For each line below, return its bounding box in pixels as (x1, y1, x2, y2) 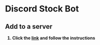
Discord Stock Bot (5, 3, 79, 14)
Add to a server (5, 22, 52, 31)
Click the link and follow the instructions (12, 35, 96, 41)
